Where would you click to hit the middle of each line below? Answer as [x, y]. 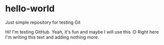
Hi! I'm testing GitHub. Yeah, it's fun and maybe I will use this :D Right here [82, 32]
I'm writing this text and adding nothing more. [52, 37]
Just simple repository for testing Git [43, 22]
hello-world [30, 9]
